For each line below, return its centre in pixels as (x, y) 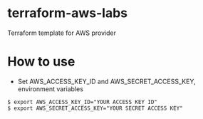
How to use (41, 62)
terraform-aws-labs (68, 13)
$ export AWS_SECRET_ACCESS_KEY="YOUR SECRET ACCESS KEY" (95, 108)
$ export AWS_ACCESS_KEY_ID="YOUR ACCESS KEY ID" (83, 102)
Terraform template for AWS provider (62, 33)
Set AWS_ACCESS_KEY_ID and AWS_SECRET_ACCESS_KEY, (106, 81)
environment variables (51, 89)
